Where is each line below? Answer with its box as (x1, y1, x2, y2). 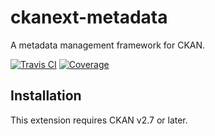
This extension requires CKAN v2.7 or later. (10, 114, 188, 126)
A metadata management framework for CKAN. (10, 39, 206, 51)
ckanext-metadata (10, 6, 168, 29)
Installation (10, 87, 82, 105)
